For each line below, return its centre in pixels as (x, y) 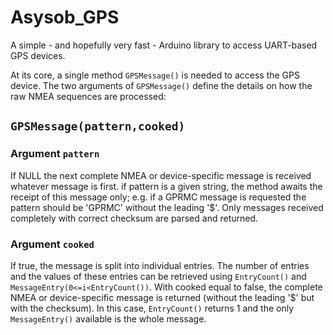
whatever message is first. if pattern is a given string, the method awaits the (166, 186)
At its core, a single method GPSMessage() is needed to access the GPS (155, 75)
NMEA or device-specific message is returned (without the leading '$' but (162, 297)
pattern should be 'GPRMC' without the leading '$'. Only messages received (167, 207)
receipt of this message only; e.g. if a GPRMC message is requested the (158, 197)
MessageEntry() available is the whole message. (108, 318)
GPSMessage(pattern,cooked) (98, 126)
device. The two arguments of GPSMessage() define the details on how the (161, 85)
